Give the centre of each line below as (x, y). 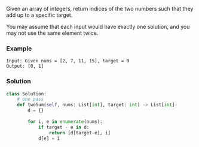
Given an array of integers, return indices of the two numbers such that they (100, 9)
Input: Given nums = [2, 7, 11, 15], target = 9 (68, 61)
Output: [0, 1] (25, 66)
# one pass (30, 99)
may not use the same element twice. (52, 33)
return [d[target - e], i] (80, 133)
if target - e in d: (64, 127)
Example (19, 49)
